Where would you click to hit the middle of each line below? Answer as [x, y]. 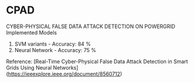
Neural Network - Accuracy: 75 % [55, 50]
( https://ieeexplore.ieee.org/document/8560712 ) [64, 74]
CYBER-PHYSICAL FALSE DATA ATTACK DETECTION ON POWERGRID [91, 26]
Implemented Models [32, 32]
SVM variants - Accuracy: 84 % [53, 44]
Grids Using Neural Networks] [42, 67]
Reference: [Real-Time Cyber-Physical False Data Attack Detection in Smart [97, 61]
